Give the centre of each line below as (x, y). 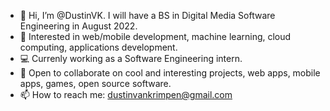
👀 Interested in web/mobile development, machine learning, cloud (155, 36)
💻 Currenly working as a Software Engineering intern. (131, 58)
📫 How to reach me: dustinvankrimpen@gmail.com (126, 94)
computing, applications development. (98, 47)
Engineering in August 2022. (78, 26)
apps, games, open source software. (95, 83)
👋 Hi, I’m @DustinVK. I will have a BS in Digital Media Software (147, 15)
